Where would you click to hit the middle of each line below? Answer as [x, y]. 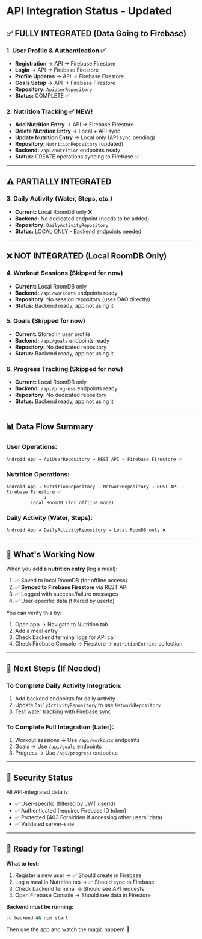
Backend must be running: [40, 906]
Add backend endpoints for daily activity [65, 698]
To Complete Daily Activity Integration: [64, 685]
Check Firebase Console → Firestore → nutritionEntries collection [99, 644]
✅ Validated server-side [44, 824]
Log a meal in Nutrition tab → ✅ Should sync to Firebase [84, 882]
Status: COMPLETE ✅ [42, 95]
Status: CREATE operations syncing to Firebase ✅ [77, 157]
